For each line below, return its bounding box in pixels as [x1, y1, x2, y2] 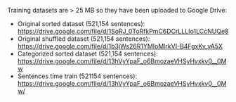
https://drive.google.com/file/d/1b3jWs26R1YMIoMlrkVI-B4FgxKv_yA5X [17, 42, 223, 50]
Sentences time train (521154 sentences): [17, 72, 138, 80]
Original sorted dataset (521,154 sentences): [17, 20, 145, 27]
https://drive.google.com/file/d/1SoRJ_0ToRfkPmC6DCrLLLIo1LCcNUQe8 [17, 27, 229, 35]
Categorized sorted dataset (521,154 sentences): [17, 49, 158, 58]
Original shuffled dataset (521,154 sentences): [17, 34, 150, 43]
